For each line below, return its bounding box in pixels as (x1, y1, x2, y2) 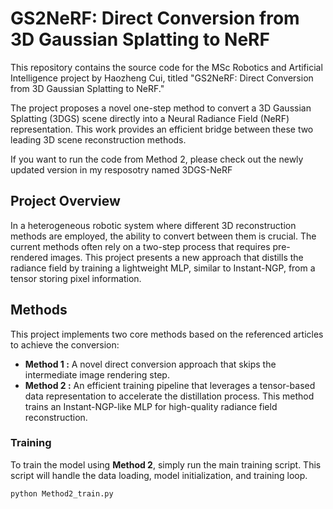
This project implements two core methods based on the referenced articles (10, 328, 324, 340)
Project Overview (10, 193, 121, 210)
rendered (10, 251, 48, 263)
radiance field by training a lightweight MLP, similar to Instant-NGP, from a (10, 262, 316, 274)
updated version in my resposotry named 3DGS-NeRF (10, 163, 233, 176)
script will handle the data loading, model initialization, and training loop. (10, 469, 308, 481)
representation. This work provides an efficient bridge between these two (10, 123, 314, 135)
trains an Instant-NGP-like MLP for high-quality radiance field (24, 400, 278, 412)
